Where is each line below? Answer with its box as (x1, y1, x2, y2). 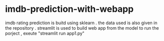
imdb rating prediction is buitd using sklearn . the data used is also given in (5, 20, 158, 26)
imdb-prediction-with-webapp (5, 3, 134, 15)
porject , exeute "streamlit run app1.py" (5, 30, 85, 36)
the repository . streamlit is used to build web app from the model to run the (5, 25, 159, 31)
